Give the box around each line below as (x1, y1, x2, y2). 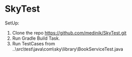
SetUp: (5, 20, 19, 26)
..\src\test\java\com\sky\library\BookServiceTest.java (12, 46, 123, 52)
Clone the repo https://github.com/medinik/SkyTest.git (12, 30, 127, 36)
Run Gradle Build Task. (12, 35, 60, 41)
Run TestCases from (12, 40, 56, 46)
